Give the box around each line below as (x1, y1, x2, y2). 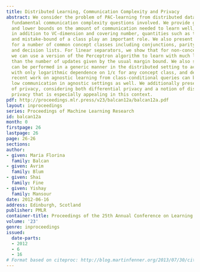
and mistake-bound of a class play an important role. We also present (11, 36, 193, 42)
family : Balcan (11, 158, 49, 164)
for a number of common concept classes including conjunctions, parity (11, 42, 196, 48)
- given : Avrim (6, 163, 44, 169)
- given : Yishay (6, 185, 46, 191)
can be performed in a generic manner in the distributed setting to (11, 64, 187, 70)
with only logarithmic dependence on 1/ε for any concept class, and (11, 69, 187, 75)
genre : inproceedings (6, 224, 60, 230)
